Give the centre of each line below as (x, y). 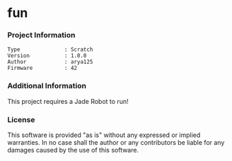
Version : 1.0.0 (47, 56)
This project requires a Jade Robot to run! (68, 101)
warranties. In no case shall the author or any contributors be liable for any (116, 143)
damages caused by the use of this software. (73, 150)
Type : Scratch (50, 50)
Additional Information (47, 86)
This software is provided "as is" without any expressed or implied (104, 135)
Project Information (41, 35)
